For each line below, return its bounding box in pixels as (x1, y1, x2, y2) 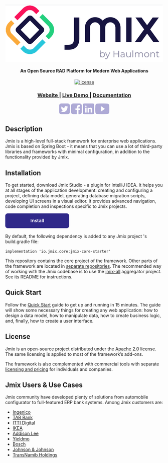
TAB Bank (12, 415, 33, 421)
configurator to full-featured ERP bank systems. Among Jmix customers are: (5, 400, 163, 406)
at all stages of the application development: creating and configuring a (5, 187, 153, 193)
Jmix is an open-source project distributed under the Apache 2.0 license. (5, 346, 156, 352)
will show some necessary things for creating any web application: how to (5, 307, 158, 313)
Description (5, 124, 43, 133)
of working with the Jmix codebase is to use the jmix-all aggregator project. (5, 268, 162, 274)
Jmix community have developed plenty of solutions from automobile (5, 394, 148, 400)
